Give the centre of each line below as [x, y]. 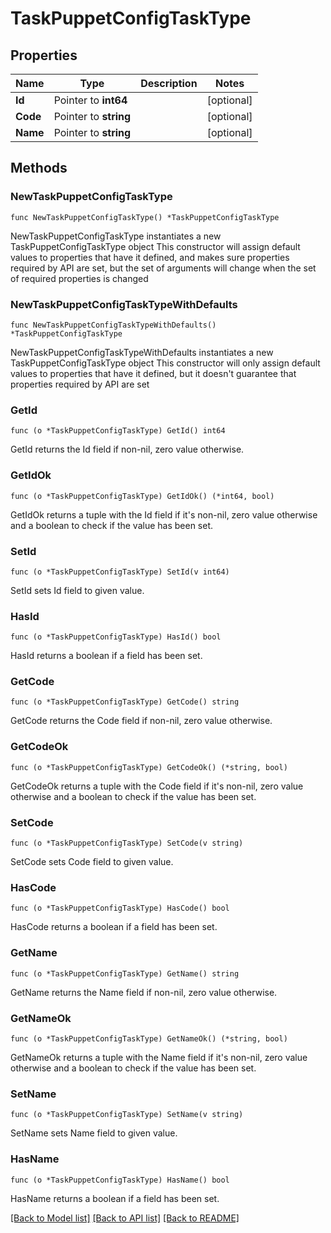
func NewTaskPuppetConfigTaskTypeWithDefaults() [113, 325]
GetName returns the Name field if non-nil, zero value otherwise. [144, 992]
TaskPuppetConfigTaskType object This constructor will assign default [155, 246]
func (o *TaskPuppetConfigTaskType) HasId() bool [116, 637]
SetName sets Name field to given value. [94, 1133]
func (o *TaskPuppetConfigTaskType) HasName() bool [120, 1180]
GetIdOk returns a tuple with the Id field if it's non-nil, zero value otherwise [164, 514]
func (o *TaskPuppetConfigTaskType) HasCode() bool [120, 908]
